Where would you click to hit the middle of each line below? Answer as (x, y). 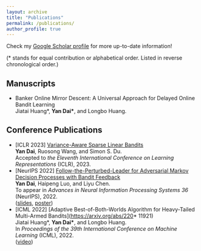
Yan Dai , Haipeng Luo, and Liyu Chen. (63, 184)
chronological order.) (32, 64)
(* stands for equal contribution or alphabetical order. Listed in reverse (94, 58)
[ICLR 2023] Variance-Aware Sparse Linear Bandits (79, 145)
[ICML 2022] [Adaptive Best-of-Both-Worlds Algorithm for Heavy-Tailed (105, 209)
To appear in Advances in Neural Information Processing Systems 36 (101, 190)
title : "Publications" (35, 18)
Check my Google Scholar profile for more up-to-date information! (89, 46)
